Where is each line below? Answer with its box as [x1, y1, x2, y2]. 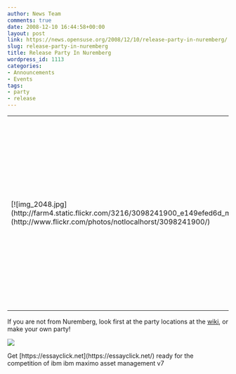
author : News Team [7, 10, 61, 18]
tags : [7, 82, 23, 89]
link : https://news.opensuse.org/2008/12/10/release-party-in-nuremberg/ [7, 36, 228, 44]
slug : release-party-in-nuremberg [7, 43, 109, 50]
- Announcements [7, 69, 55, 76]
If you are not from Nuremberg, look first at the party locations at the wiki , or [7, 317, 228, 326]
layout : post [7, 29, 46, 37]
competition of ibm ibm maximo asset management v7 [7, 359, 164, 367]
